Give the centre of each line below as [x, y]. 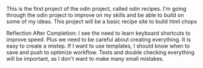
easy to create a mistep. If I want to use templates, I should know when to [98, 46]
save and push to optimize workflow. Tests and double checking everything [101, 52]
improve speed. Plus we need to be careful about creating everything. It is [98, 39]
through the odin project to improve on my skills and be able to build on [95, 15]
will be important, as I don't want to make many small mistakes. [85, 59]
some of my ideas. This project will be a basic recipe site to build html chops [102, 21]
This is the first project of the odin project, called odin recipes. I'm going [96, 9]
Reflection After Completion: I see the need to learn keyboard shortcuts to [98, 33]
